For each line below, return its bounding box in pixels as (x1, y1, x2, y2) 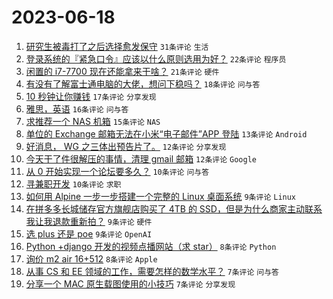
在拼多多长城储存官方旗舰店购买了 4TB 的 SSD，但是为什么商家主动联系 (25, 202, 323, 215)
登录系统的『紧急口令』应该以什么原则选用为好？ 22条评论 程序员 (25, 52, 287, 65)
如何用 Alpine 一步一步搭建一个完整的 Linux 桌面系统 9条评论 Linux (25, 190, 297, 202)
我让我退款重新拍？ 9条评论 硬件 (25, 215, 153, 227)
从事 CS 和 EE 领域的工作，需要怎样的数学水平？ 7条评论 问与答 (25, 265, 279, 277)
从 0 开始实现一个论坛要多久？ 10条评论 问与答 (25, 165, 210, 177)
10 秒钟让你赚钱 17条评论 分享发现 (25, 90, 157, 102)
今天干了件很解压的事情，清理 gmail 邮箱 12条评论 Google (25, 152, 257, 165)
